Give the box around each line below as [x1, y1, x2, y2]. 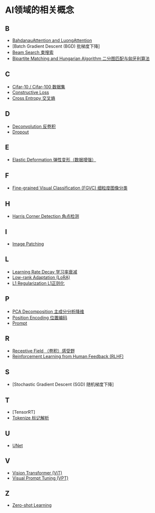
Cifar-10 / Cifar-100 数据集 [12, 84, 65, 90]
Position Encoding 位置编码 [12, 314, 68, 320]
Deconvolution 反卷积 [12, 123, 56, 129]
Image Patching [12, 241, 44, 246]
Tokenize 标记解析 [12, 415, 49, 421]
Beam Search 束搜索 [12, 50, 54, 55]
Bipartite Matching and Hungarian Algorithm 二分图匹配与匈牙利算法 [12, 56, 150, 61]
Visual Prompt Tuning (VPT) [12, 475, 69, 481]
